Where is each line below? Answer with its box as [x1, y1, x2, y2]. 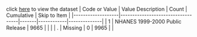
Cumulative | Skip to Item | [6, 12, 71, 19]
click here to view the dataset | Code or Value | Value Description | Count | [6, 6, 188, 12]
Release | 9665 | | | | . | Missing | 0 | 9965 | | [6, 24, 114, 31]
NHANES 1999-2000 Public [115, 18, 182, 25]
